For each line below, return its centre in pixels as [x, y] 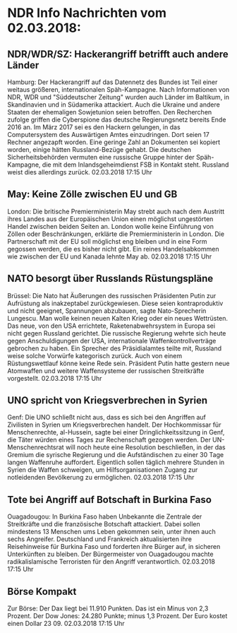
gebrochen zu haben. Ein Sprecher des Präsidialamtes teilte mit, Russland [115, 348]
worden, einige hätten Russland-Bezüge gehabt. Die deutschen [99, 149]
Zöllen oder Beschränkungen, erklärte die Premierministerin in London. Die [116, 234]
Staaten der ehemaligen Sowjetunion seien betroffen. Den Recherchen [110, 112]
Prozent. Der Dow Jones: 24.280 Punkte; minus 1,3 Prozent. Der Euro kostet [117, 616]
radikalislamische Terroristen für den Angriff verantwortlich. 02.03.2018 [111, 562]
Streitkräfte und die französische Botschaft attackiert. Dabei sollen [104, 524]
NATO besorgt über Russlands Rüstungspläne [110, 279]
